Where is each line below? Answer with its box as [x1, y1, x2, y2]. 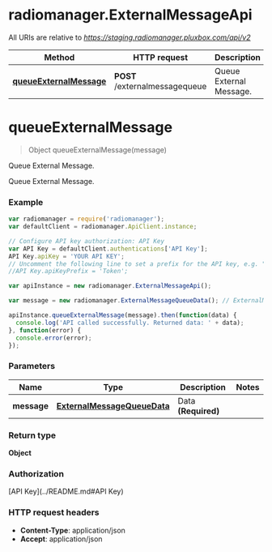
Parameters [8, 361, 55, 372]
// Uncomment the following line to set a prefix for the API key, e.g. [8, 259, 259, 268]
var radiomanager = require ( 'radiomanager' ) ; [8, 215, 164, 224]
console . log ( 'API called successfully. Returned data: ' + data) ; [15, 319, 244, 327]
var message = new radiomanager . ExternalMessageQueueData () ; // [8, 297, 230, 305]
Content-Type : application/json [19, 525, 125, 535]
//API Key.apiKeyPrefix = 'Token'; [8, 267, 129, 276]
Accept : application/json [19, 533, 103, 544]
